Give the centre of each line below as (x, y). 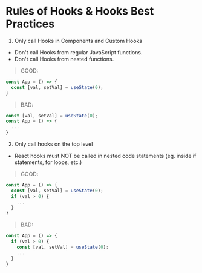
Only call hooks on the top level (54, 144)
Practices (30, 24)
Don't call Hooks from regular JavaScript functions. (78, 52)
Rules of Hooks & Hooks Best (80, 11)
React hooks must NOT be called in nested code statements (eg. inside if (105, 156)
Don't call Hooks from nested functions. (64, 59)
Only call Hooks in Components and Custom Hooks (78, 41)
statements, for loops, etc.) (48, 162)
